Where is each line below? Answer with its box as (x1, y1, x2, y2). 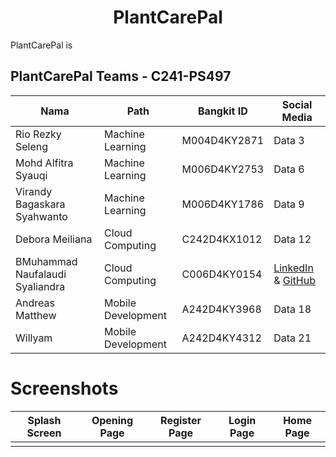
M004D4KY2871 (181, 133, 265, 147)
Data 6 (273, 162, 305, 176)
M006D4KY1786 (181, 197, 265, 211)
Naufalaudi (15, 267, 67, 281)
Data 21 (273, 331, 312, 345)
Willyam (15, 331, 53, 345)
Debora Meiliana (15, 232, 93, 246)
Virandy (15, 184, 53, 198)
